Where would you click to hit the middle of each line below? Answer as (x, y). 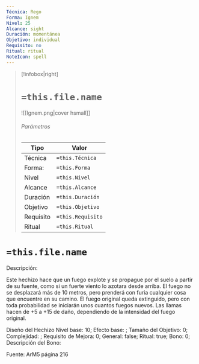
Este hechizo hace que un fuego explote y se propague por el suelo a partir (100, 279)
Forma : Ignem (23, 18)
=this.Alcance (76, 187)
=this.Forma (73, 168)
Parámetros (35, 127)
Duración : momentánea (33, 34)
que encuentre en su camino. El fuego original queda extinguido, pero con (98, 299)
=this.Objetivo (78, 207)
